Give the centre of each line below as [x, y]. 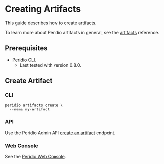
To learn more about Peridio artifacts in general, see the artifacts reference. [82, 32]
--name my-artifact [30, 109]
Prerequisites [26, 48]
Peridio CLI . [24, 60]
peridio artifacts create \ [34, 105]
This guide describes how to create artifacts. [51, 23]
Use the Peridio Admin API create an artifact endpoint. [60, 133]
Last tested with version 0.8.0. [51, 65]
